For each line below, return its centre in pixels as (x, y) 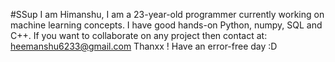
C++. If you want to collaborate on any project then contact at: (139, 35)
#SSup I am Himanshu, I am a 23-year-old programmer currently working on (167, 14)
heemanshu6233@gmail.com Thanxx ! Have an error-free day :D (144, 46)
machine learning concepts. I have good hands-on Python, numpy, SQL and (166, 25)
